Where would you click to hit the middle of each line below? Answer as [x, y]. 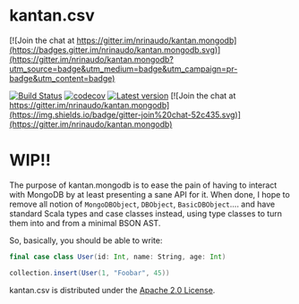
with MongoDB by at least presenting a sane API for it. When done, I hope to [150, 194]
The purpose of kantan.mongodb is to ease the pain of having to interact [143, 185]
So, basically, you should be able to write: [86, 240]
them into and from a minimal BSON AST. [85, 223]
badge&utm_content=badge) [62, 78]
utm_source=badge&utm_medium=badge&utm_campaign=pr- [124, 69]
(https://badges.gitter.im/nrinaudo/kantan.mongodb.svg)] [115, 49]
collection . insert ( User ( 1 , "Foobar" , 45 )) [90, 273]
